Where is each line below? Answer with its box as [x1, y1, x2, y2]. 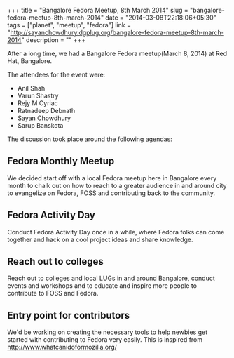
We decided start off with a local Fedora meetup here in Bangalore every [7, 173, 217, 182]
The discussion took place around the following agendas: [7, 135, 173, 143]
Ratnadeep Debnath [17, 107, 76, 114]
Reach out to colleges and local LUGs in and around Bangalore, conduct [7, 274, 215, 283]
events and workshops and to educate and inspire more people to [7, 281, 198, 290]
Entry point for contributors [7, 309, 130, 321]
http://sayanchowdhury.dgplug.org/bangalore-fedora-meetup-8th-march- [10, 28, 224, 37]
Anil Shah [17, 84, 46, 92]
